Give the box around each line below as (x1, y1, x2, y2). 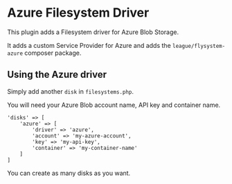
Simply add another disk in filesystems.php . (7, 87, 134, 95)
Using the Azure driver (7, 69, 107, 81)
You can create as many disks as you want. (7, 169, 131, 177)
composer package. (24, 49, 82, 57)
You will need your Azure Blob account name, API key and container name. (7, 101, 221, 109)
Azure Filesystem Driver (7, 5, 150, 21)
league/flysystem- (172, 42, 226, 49)
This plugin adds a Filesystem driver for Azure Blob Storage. (7, 28, 179, 36)
